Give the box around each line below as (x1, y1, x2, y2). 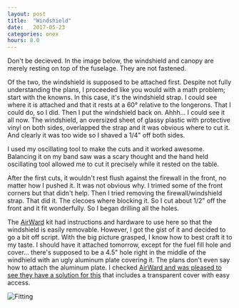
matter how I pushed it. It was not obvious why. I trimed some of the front (7, 181, 223, 190)
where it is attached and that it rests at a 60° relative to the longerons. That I (7, 101, 231, 109)
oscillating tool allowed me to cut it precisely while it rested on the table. (7, 160, 220, 168)
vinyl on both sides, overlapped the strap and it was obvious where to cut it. (7, 123, 230, 132)
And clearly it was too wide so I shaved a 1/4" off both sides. (7, 131, 185, 140)
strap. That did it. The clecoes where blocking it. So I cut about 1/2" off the (7, 197, 227, 205)
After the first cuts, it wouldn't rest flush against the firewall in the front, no (7, 174, 227, 183)
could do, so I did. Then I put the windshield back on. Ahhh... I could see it (7, 108, 225, 117)
